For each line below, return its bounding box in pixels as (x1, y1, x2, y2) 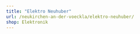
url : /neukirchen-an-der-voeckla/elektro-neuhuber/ (6, 14, 134, 20)
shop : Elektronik (6, 19, 48, 25)
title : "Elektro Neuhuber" (6, 8, 72, 14)
